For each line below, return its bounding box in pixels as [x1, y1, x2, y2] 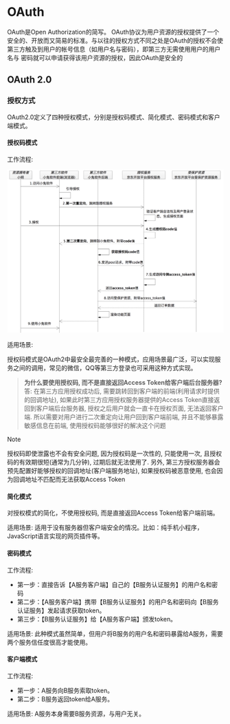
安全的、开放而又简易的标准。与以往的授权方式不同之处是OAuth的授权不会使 [7, 36, 224, 45]
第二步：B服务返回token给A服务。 [16, 694, 114, 703]
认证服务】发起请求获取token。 [16, 606, 106, 615]
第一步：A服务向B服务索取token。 [16, 686, 114, 694]
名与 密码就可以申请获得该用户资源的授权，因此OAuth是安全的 [7, 53, 183, 62]
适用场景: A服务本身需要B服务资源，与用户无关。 [7, 710, 146, 718]
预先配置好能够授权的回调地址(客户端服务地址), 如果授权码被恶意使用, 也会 [7, 467, 218, 475]
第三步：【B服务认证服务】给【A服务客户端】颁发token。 [16, 615, 177, 623]
